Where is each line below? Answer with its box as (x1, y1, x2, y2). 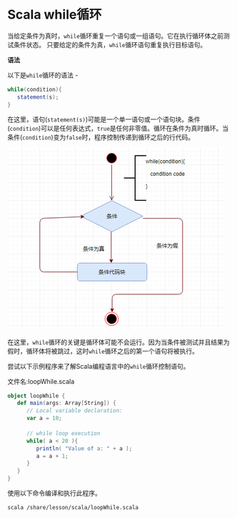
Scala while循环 (7, 6, 102, 23)
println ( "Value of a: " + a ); (36, 444, 133, 452)
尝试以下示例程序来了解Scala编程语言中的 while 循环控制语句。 (7, 362, 191, 370)
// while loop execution (26, 429, 101, 437)
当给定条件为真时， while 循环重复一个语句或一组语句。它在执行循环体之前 (7, 31, 223, 40)
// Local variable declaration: (26, 407, 123, 414)
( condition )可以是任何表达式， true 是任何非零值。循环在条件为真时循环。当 (7, 124, 229, 132)
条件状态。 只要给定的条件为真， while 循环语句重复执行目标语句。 (13, 40, 207, 49)
